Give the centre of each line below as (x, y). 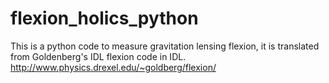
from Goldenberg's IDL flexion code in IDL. (98, 56)
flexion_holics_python (104, 18)
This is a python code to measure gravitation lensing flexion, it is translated (165, 46)
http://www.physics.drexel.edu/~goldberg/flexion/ (113, 67)
